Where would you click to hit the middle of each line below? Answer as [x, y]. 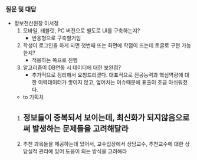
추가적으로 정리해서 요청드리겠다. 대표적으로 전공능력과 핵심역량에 [107, 75]
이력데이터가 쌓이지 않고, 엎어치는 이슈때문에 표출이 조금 [103, 82]
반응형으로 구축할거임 [56, 38]
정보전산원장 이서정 [36, 23]
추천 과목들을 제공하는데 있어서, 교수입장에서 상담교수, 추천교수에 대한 [103, 144]
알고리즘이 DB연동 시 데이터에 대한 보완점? [72, 68]
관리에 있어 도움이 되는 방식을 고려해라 [83, 151]
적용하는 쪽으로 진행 [55, 60]
